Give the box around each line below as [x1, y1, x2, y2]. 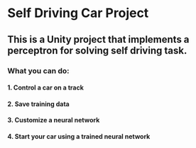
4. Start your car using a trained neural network [7, 132, 151, 140]
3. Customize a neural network [7, 116, 100, 125]
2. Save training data [7, 100, 70, 108]
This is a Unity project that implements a [7, 33, 190, 46]
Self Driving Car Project [7, 5, 149, 21]
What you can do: [7, 65, 70, 75]
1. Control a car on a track [7, 83, 84, 92]
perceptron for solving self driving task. [7, 44, 187, 56]
